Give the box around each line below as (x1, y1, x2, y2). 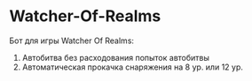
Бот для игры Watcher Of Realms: (9, 35, 135, 46)
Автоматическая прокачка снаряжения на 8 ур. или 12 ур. (21, 62, 244, 72)
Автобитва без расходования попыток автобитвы (21, 52, 210, 63)
